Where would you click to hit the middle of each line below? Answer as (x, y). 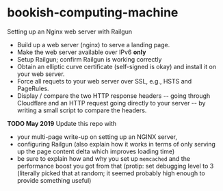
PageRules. (33, 88)
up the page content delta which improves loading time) (96, 151)
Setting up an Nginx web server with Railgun (69, 31)
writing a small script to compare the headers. (82, 110)
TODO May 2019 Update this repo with (62, 123)
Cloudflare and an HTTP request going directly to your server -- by (111, 103)
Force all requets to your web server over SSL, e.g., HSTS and (104, 81)
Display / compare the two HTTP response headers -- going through (114, 95)
